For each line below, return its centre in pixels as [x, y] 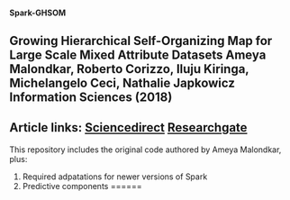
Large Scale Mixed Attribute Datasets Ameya [138, 55]
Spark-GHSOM [38, 13]
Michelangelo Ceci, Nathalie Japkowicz [122, 82]
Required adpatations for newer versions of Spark [115, 177]
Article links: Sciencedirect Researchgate [128, 127]
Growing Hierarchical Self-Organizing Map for [141, 41]
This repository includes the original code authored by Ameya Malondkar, [145, 150]
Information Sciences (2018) [91, 97]
